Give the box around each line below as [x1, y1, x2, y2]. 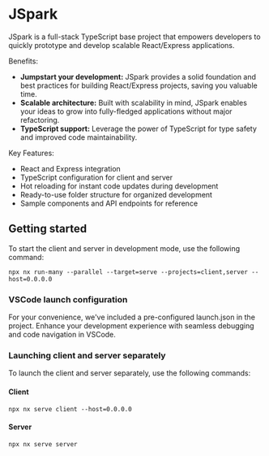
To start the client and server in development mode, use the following [8, 243, 241, 253]
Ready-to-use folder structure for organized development [19, 189, 213, 199]
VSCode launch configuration [8, 293, 128, 305]
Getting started [8, 222, 88, 236]
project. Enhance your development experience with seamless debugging [8, 321, 254, 331]
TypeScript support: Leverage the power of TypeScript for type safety [19, 124, 258, 133]
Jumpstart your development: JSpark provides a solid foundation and [19, 72, 257, 81]
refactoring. [19, 115, 60, 124]
